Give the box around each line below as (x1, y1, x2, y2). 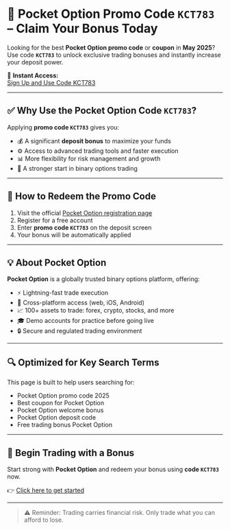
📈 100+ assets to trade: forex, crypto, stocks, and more (16, 306, 175, 315)
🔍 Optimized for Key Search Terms (7, 357, 159, 368)
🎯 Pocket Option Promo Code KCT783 (7, 6, 215, 22)
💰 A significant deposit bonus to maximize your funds (16, 136, 171, 145)
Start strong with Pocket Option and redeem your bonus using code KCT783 (7, 466, 219, 473)
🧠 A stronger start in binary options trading (16, 164, 138, 172)
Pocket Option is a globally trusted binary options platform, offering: (7, 275, 200, 283)
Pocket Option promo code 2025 (16, 392, 110, 400)
